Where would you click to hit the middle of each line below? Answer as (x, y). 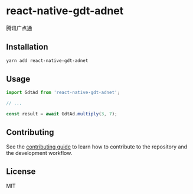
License (21, 172)
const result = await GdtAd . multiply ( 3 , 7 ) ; (62, 114)
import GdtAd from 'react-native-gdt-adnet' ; (63, 93)
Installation (27, 47)
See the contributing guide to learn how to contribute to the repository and (97, 147)
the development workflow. (39, 153)
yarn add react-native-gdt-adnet (47, 60)
